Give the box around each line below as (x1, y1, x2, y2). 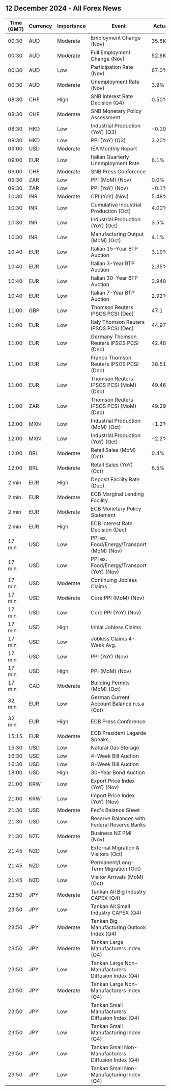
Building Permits (91, 679, 130, 686)
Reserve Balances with (91, 815, 146, 822)
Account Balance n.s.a (91, 700, 145, 707)
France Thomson (91, 354, 131, 361)
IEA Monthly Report (91, 145, 137, 152)
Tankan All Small (91, 902, 131, 910)
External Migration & (91, 844, 139, 851)
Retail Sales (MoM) (91, 446, 136, 453)
